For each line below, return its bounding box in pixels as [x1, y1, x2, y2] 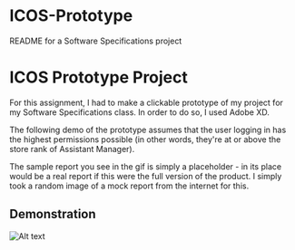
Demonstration [9, 207, 97, 222]
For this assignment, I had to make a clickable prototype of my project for [9, 97, 284, 108]
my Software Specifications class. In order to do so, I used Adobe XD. [9, 106, 270, 118]
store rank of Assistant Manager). [9, 143, 135, 154]
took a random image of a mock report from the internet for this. [9, 180, 250, 191]
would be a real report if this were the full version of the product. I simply [9, 170, 282, 181]
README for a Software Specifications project [9, 35, 182, 46]
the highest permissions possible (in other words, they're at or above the [9, 133, 281, 145]
